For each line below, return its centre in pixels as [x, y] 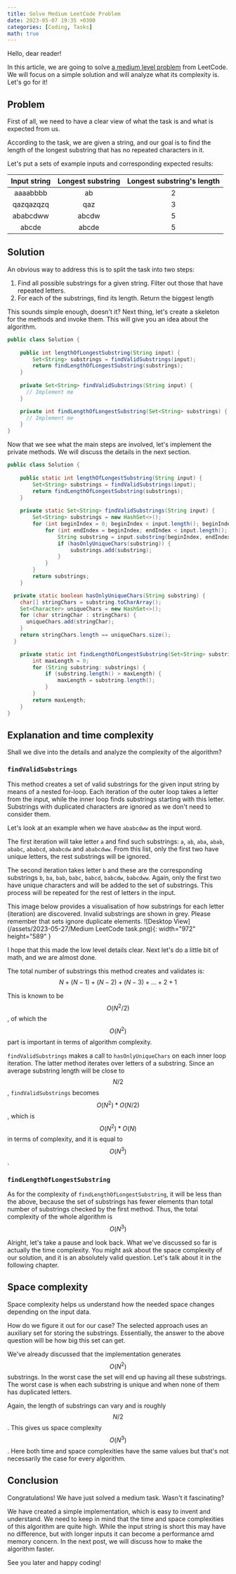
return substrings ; [61, 576]
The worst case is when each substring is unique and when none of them [113, 1385]
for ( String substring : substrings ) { [89, 667]
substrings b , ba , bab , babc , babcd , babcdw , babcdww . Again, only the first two [114, 877]
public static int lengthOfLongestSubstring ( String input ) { [111, 478]
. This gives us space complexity [54, 1428]
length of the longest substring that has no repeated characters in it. [106, 150]
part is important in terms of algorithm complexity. [80, 1042]
